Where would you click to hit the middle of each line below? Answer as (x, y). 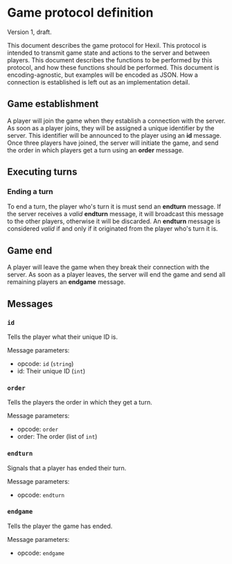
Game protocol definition (80, 13)
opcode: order (38, 429)
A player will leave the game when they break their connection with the (108, 267)
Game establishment (53, 104)
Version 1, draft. (29, 32)
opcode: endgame (41, 553)
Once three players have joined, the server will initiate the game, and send (113, 143)
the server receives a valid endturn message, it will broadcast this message (115, 214)
